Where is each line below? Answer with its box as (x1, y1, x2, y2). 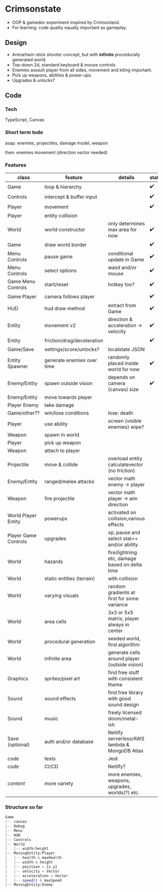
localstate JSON (108, 346, 145, 353)
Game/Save (7, 346, 34, 353)
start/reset (44, 281, 69, 288)
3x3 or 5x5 (108, 609, 133, 616)
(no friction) (108, 467, 135, 474)
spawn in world (44, 432, 80, 438)
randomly (108, 354, 130, 361)
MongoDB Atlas (108, 747, 144, 754)
